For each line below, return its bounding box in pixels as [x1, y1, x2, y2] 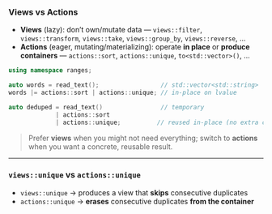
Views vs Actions [8, 6, 79, 18]
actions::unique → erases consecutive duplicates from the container [19, 196, 255, 206]
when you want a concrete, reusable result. [28, 141, 173, 152]
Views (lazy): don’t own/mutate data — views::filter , [19, 25, 202, 35]
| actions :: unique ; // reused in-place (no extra [55, 118, 259, 126]
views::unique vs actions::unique [8, 169, 142, 181]
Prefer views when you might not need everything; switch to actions [28, 133, 258, 143]
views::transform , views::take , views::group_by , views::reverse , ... [19, 33, 246, 43]
